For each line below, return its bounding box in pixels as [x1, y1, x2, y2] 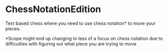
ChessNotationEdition [5, 4, 101, 15]
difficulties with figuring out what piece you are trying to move [5, 40, 137, 46]
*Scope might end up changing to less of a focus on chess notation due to [5, 35, 163, 41]
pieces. [5, 25, 21, 31]
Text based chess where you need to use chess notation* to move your [5, 20, 156, 26]
